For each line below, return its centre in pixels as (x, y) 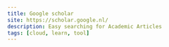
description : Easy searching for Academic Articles (84, 26)
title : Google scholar (40, 13)
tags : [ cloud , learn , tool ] (49, 33)
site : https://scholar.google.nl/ (58, 20)
